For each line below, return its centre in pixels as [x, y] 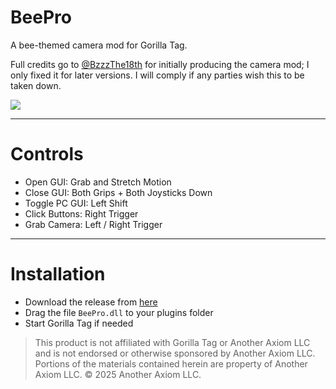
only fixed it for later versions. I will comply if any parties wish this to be [157, 75]
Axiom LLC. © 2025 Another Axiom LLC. [118, 374]
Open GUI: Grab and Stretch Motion [98, 182]
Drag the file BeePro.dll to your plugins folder [119, 312]
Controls [47, 154]
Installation [58, 274]
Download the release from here [91, 302]
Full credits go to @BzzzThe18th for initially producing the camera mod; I [160, 64]
